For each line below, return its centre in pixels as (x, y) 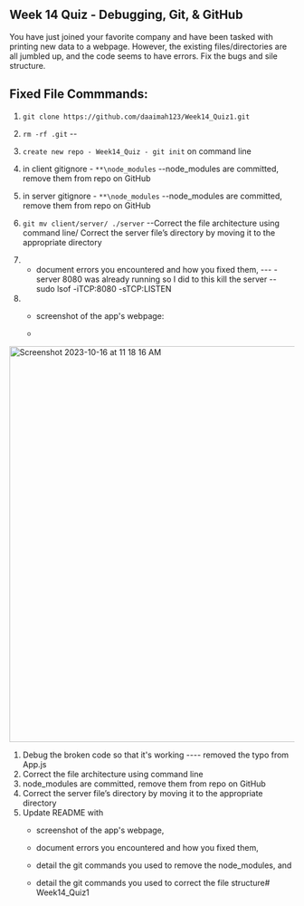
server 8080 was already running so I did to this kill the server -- (157, 279)
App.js (34, 764)
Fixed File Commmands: (79, 94)
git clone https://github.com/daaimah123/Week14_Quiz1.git (136, 117)
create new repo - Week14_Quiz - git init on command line (137, 151)
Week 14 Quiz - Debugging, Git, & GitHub (126, 15)
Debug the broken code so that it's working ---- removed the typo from (156, 755)
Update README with (63, 812)
